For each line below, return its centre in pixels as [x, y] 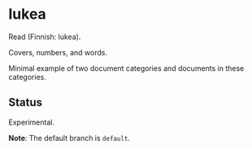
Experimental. [32, 122]
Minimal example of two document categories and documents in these [126, 68]
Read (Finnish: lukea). [45, 37]
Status [26, 103]
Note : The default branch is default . [70, 138]
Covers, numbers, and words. [58, 52]
